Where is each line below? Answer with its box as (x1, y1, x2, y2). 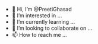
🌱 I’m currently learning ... (11, 18, 75, 25)
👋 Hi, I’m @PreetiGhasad (11, 6, 72, 12)
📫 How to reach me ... (11, 32, 67, 38)
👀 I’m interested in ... (11, 12, 62, 19)
